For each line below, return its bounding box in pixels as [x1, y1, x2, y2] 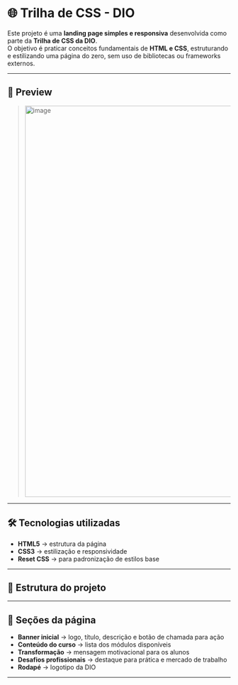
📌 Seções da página [7, 614, 96, 626]
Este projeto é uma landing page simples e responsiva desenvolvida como [7, 28, 227, 37]
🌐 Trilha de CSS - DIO [7, 5, 135, 21]
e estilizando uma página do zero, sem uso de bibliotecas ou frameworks [7, 51, 221, 60]
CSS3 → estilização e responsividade [17, 547, 127, 555]
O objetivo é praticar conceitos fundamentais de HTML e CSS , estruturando [7, 44, 229, 53]
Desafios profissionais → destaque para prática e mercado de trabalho [17, 655, 227, 664]
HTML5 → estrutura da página [17, 539, 107, 548]
